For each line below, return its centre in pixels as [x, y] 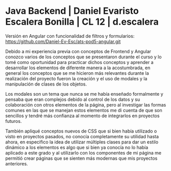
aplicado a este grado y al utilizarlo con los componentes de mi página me [83, 153]
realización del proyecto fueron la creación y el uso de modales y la [76, 78]
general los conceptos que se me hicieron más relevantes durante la [77, 73]
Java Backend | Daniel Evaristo [72, 11]
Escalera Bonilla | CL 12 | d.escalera [82, 22]
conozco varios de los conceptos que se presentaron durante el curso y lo [83, 57]
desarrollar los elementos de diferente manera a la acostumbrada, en [78, 68]
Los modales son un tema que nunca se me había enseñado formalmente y [84, 94]
